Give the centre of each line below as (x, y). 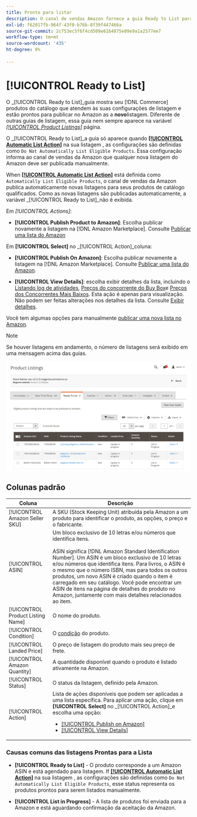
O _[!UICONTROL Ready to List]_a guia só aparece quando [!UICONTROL (94, 138)
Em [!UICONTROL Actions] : (39, 211)
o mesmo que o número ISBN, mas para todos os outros (120, 570)
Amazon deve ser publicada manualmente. (58, 163)
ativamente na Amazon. (81, 668)
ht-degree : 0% (23, 50)
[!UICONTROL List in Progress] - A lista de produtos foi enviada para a (100, 802)
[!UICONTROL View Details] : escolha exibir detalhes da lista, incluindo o (102, 282)
